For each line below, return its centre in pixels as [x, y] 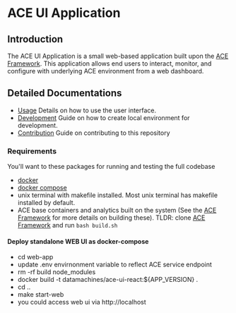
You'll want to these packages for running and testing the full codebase [111, 167]
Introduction [35, 39]
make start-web [41, 295]
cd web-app [35, 257]
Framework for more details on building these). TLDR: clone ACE [111, 218]
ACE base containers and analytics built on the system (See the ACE [117, 211]
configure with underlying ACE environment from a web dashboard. [106, 71]
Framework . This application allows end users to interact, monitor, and [110, 64]
